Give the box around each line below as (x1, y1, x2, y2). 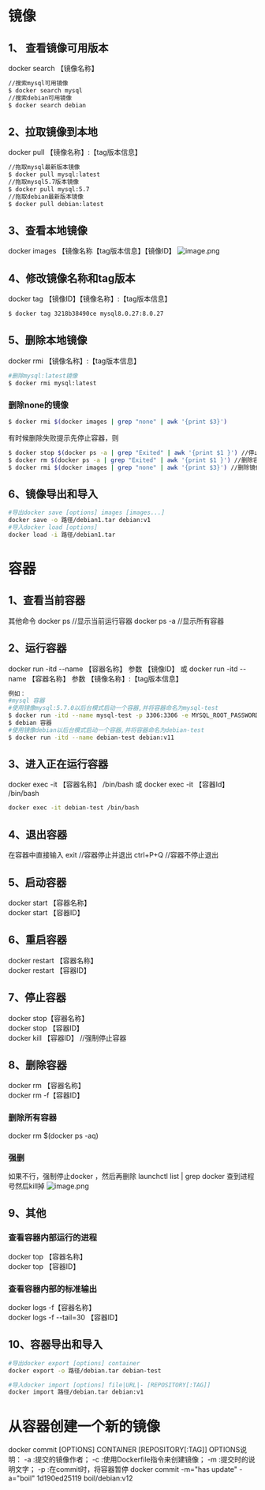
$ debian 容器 (8, 719, 53, 727)
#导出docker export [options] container (8, 1359, 140, 1367)
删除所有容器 (8, 1113, 58, 1124)
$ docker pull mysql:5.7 (8, 185, 90, 193)
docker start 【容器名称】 (8, 898, 91, 907)
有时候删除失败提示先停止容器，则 (8, 433, 119, 442)
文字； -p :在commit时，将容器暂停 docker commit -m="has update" (14, 1465, 238, 1474)
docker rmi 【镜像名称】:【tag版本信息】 (8, 356, 140, 366)
